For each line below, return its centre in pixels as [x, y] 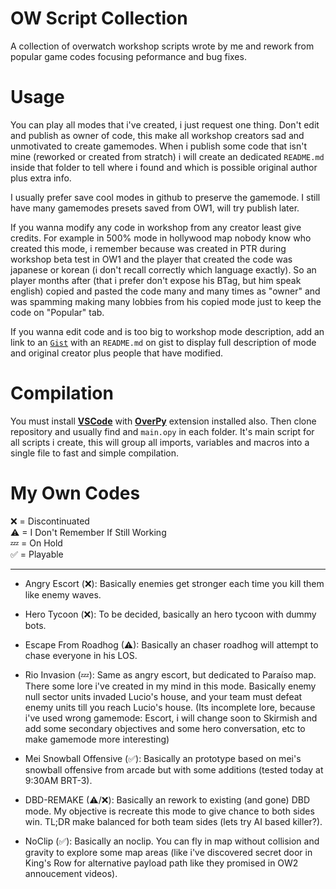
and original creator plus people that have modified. [117, 353]
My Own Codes [75, 493]
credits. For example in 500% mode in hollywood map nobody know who [161, 238]
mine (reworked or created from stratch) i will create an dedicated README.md [167, 156]
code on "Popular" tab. [57, 312]
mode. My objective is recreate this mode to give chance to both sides [169, 811]
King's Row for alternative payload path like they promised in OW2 [161, 863]
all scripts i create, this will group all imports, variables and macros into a [160, 442]
